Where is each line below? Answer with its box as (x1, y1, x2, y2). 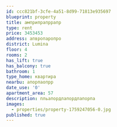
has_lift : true (6, 57, 43, 63)
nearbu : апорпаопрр (6, 80, 54, 85)
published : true (6, 112, 46, 118)
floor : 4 (6, 47, 27, 53)
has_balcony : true (6, 63, 51, 69)
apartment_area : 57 (6, 90, 54, 96)
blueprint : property (6, 14, 57, 20)
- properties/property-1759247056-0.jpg (11, 107, 111, 112)
